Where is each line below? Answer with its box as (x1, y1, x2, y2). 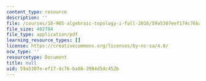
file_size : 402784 (6, 26, 53, 32)
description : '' (6, 15, 48, 21)
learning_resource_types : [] (6, 37, 81, 43)
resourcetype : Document (6, 54, 67, 60)
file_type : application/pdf (6, 32, 78, 38)
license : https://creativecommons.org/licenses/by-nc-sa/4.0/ (6, 43, 169, 49)
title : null (6, 60, 37, 66)
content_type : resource (6, 9, 67, 15)
